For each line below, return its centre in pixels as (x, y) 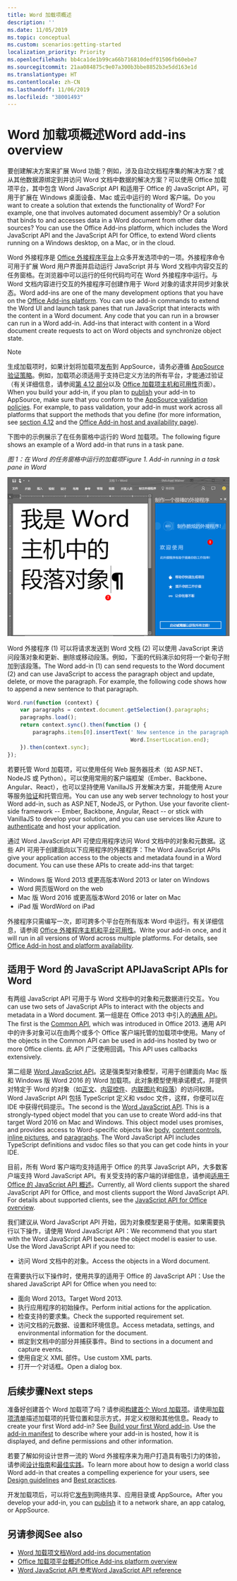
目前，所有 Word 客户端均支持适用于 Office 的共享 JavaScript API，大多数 (115, 1167)
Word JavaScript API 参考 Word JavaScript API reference (99, 1570)
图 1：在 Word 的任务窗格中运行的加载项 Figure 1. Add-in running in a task (114, 459)
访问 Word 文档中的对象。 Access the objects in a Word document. (114, 1261)
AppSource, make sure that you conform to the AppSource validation (108, 400)
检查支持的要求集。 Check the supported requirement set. (101, 1316)
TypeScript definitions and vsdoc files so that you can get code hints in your (118, 1145)
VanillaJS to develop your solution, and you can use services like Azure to (115, 818)
